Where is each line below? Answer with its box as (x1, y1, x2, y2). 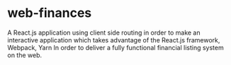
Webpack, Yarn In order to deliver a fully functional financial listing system (7, 43, 225, 52)
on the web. (7, 51, 43, 59)
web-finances (7, 5, 92, 21)
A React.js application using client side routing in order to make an (7, 28, 201, 37)
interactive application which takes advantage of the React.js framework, (7, 35, 220, 44)
